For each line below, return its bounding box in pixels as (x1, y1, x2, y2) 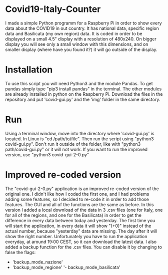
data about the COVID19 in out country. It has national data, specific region (5, 25, 159, 31)
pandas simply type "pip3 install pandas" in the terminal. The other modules (5, 86, 162, 92)
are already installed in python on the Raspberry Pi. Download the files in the (5, 91, 163, 97)
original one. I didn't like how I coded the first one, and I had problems (5, 191, 149, 197)
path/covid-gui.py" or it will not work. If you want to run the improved (5, 146, 148, 152)
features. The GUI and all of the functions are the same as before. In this (5, 201, 154, 208)
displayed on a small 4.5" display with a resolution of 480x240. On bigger (5, 36, 156, 42)
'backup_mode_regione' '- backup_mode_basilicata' (12, 264, 120, 270)
